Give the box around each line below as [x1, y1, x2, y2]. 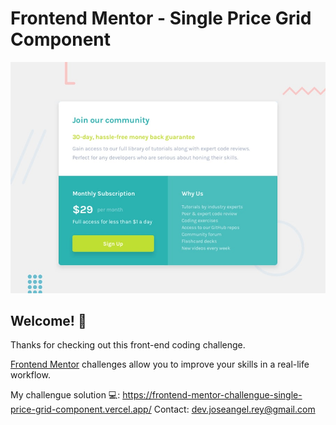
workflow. [10, 369, 51, 381]
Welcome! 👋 [10, 312, 87, 329]
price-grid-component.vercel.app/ [10, 403, 152, 416]
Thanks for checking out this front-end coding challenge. [10, 339, 246, 351]
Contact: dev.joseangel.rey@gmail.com [153, 403, 316, 416]
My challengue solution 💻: [10, 389, 121, 401]
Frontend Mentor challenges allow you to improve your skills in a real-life [10, 358, 310, 371]
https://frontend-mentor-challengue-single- [122, 389, 303, 401]
